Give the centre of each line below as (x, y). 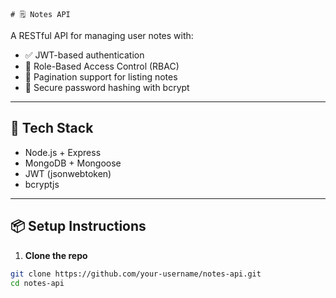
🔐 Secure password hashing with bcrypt (107, 87)
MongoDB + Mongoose (73, 163)
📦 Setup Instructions (78, 226)
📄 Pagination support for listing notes (101, 77)
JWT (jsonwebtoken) (68, 173)
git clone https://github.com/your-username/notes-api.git (136, 274)
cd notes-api (37, 283)
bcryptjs (42, 184)
